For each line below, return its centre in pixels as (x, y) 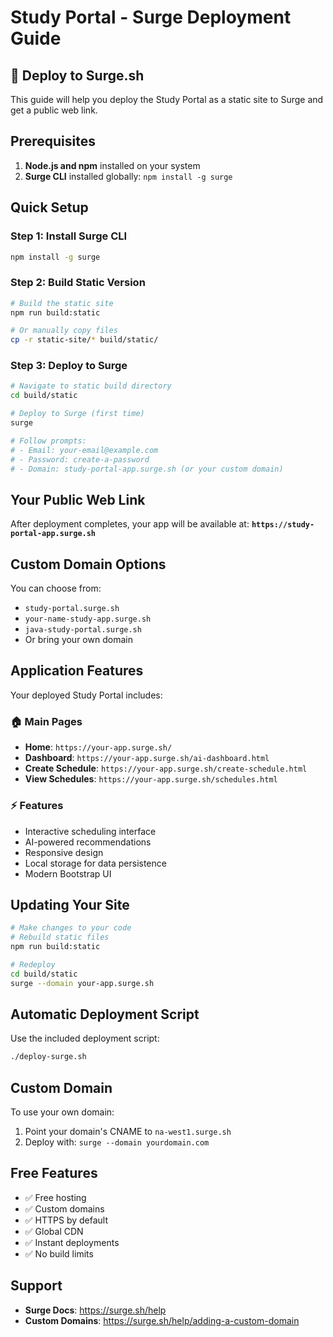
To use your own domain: (62, 1112)
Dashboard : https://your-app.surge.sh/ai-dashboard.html (147, 758)
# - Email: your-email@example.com (84, 450)
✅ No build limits (59, 1253)
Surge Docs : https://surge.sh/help (95, 1310)
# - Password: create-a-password (80, 459)
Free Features (54, 1173)
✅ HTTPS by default (66, 1220)
